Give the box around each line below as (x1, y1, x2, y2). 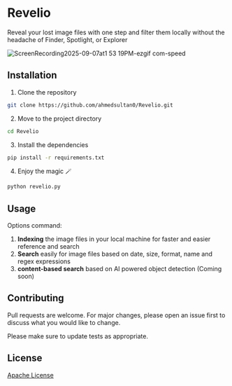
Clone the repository (17, 88, 77, 96)
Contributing (7, 292, 64, 304)
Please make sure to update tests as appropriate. (7, 331, 149, 340)
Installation (7, 69, 57, 81)
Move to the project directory (17, 114, 102, 123)
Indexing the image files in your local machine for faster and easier (17, 235, 211, 243)
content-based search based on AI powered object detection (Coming (17, 265, 222, 273)
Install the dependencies (17, 140, 89, 149)
